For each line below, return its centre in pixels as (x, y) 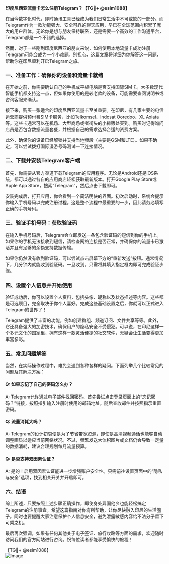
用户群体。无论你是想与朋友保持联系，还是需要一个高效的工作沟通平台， (89, 31)
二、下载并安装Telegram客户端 (43, 161)
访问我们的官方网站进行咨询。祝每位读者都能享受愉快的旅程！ (69, 540)
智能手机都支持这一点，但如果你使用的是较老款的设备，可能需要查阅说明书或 (84, 93)
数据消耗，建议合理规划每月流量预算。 (49, 446)
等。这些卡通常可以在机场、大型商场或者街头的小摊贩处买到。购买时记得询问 (84, 123)
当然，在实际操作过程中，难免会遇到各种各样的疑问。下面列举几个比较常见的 (84, 366)
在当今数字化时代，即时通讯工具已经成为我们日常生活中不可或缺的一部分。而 (84, 19)
